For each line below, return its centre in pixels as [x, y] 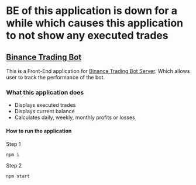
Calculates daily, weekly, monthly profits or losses [75, 117]
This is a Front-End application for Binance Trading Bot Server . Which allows [98, 71]
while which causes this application [95, 23]
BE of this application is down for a [92, 11]
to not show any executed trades [87, 36]
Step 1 [13, 144]
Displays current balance [44, 111]
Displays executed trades [45, 105]
